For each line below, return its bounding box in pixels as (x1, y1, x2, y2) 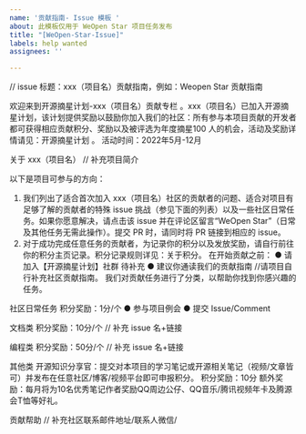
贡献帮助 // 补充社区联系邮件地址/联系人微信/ (9, 415, 178, 426)
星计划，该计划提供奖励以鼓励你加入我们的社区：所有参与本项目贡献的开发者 (9, 112, 297, 123)
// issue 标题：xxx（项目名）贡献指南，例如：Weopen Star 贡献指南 (9, 81, 263, 92)
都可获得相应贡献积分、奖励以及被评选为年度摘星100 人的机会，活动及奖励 (9, 124, 289, 135)
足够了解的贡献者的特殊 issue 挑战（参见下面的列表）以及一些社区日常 (22, 204, 287, 215)
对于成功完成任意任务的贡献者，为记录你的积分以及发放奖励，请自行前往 (22, 238, 294, 249)
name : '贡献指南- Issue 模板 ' (9, 13, 120, 23)
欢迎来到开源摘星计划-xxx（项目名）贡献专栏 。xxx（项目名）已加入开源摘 (9, 101, 290, 112)
